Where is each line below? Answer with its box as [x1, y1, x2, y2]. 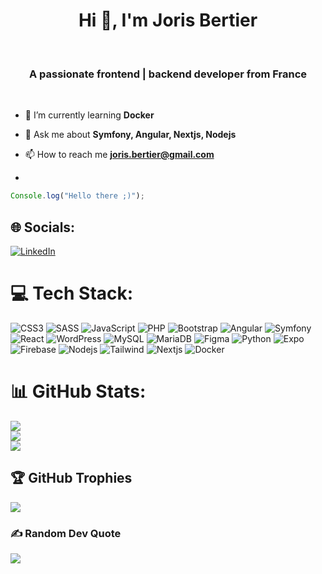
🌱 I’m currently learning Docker [24, 109, 155, 121]
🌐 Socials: [10, 219, 76, 236]
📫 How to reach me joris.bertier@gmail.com [24, 149, 215, 161]
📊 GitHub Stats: [10, 380, 147, 403]
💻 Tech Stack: [10, 282, 134, 305]
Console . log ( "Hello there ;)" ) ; [10, 191, 145, 201]
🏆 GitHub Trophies [10, 470, 133, 487]
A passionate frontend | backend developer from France [28, 67, 308, 81]
